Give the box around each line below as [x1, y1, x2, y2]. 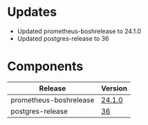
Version [101, 84, 128, 93]
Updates [7, 4, 57, 20]
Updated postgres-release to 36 [17, 34, 109, 42]
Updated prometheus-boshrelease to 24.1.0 [17, 27, 142, 35]
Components [7, 59, 84, 75]
